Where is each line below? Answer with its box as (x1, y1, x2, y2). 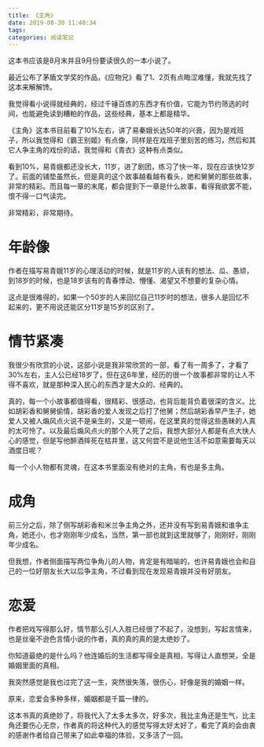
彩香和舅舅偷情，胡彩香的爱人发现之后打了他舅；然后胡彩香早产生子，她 (21, 406, 256, 416)
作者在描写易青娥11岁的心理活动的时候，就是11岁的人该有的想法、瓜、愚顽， (8, 266, 254, 276)
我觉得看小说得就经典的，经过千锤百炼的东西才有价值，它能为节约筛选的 (8, 99, 242, 108)
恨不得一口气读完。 (8, 192, 71, 201)
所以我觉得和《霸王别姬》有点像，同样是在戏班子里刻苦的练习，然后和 (21, 135, 249, 145)
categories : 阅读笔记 (8, 33, 75, 42)
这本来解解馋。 (8, 82, 57, 92)
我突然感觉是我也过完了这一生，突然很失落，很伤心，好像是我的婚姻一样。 (8, 677, 249, 687)
